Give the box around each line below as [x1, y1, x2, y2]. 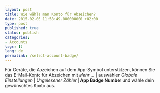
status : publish [5, 30, 39, 35]
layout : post [5, 7, 32, 12]
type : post [5, 21, 28, 26]
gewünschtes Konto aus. [5, 83, 55, 89]
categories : [5, 35, 30, 40]
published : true [5, 26, 39, 31]
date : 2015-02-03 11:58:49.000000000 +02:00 [5, 16, 98, 21]
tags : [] [5, 44, 23, 49]
